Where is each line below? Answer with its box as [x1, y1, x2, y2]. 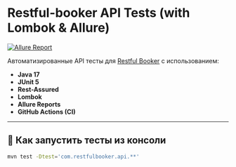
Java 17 [17, 70, 40, 79]
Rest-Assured [17, 85, 60, 93]
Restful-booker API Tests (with [7, 5, 190, 21]
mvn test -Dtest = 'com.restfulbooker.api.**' [7, 153, 140, 160]
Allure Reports [17, 100, 61, 108]
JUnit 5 [17, 77, 39, 86]
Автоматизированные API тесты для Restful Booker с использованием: [7, 56, 220, 65]
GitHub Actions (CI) [17, 107, 76, 116]
